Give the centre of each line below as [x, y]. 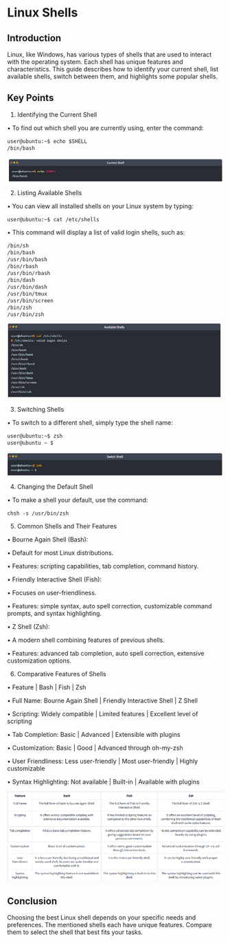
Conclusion [32, 901]
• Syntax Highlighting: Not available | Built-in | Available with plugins [104, 782]
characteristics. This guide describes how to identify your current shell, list [113, 69]
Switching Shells [41, 409]
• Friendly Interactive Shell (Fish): [54, 579]
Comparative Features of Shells [61, 674]
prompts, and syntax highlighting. [54, 614]
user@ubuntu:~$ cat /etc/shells [53, 220]
